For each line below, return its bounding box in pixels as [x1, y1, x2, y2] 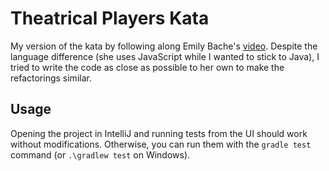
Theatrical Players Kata [10, 7, 210, 30]
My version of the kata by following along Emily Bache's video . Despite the [10, 40, 318, 52]
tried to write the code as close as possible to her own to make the [10, 61, 285, 73]
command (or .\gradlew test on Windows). [10, 148, 191, 161]
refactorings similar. [10, 72, 92, 84]
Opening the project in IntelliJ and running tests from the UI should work [10, 127, 308, 139]
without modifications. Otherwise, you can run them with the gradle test [10, 138, 312, 150]
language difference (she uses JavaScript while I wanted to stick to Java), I [10, 50, 320, 62]
